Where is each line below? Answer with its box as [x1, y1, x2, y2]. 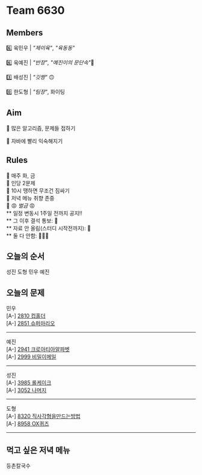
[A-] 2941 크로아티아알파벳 [6, 346, 70, 353]
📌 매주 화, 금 [6, 172, 35, 179]
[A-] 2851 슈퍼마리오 [6, 320, 55, 327]
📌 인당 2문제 [6, 179, 36, 186]
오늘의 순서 [6, 251, 45, 262]
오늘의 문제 [6, 287, 45, 298]
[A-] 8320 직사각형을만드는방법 [6, 412, 81, 420]
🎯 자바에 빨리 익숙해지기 [6, 137, 63, 144]
